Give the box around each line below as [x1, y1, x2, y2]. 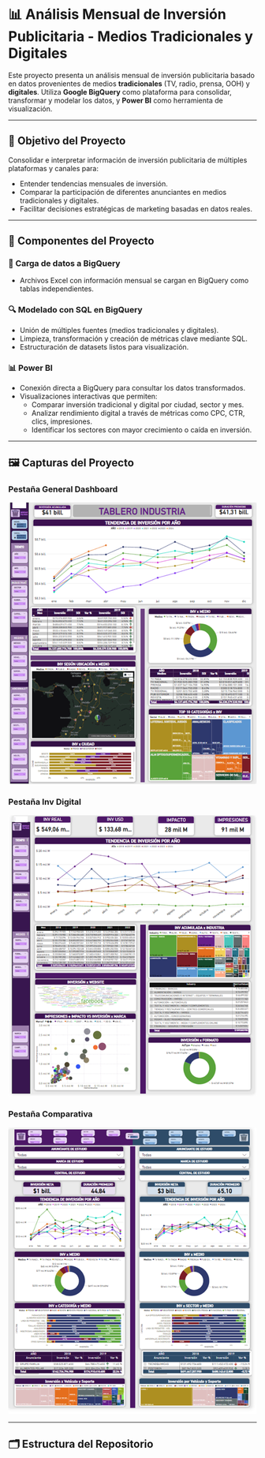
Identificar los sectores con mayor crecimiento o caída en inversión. [31, 425, 252, 435]
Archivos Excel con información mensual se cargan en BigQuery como [19, 276, 249, 286]
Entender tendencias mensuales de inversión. [19, 178, 168, 189]
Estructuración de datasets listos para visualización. [19, 342, 189, 351]
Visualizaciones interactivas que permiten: [19, 391, 158, 402]
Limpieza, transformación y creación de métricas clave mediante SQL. [19, 334, 248, 343]
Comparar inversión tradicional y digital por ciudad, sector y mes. [31, 400, 244, 409]
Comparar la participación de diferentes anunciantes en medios [19, 187, 227, 196]
